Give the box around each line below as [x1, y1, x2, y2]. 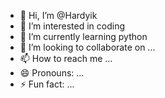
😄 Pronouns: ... [19, 67, 85, 79]
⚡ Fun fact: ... [19, 78, 75, 90]
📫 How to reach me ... [19, 53, 113, 64]
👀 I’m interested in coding [19, 20, 126, 32]
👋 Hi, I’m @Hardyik [19, 10, 98, 21]
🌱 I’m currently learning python [19, 31, 148, 42]
